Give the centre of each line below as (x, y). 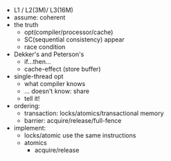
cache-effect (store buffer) (62, 69)
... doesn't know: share (57, 91)
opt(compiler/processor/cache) (69, 32)
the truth (26, 25)
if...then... (37, 61)
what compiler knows (55, 84)
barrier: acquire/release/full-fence (73, 120)
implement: (30, 128)
